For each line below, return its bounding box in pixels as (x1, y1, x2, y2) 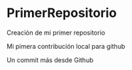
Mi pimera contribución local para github (6, 42, 126, 50)
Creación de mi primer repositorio (6, 28, 106, 37)
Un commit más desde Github (6, 55, 94, 64)
